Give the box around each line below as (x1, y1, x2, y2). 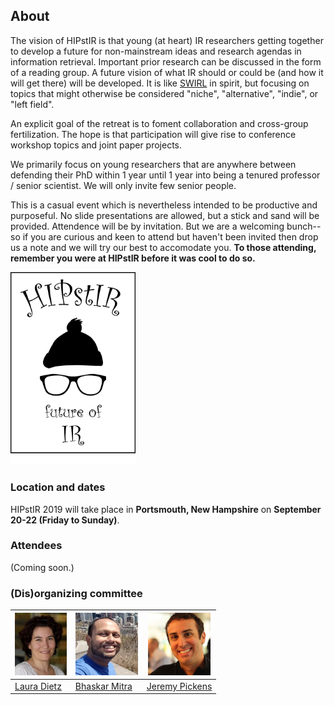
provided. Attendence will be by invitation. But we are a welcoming (10, 220, 285, 232)
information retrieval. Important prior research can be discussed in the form (10, 55, 322, 68)
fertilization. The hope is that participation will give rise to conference (10, 128, 297, 140)
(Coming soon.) (10, 561, 75, 573)
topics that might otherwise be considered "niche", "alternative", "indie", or (10, 87, 319, 99)
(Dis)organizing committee (10, 586, 143, 600)
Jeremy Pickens (146, 680, 213, 692)
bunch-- (286, 220, 322, 232)
